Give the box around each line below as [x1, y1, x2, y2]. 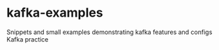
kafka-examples [6, 5, 103, 21]
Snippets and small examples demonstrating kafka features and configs [6, 28, 213, 36]
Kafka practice [6, 35, 49, 43]
